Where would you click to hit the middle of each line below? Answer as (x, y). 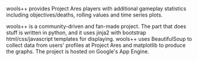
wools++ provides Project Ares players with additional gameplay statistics (96, 9)
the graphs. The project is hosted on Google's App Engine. (78, 52)
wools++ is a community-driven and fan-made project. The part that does (96, 26)
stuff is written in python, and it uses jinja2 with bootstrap (76, 33)
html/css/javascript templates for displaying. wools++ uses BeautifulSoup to (99, 39)
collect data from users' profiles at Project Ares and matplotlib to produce (96, 45)
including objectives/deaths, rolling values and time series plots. (84, 15)
